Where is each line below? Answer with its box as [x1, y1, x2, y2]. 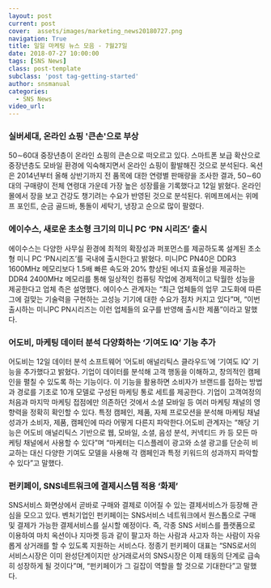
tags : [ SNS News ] [8, 58, 67, 66]
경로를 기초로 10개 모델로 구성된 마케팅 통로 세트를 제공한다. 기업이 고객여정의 [16, 387, 261, 397]
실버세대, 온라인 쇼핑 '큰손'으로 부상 [8, 131, 139, 142]
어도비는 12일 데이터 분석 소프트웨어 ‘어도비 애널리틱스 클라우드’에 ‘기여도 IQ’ [8, 357, 251, 367]
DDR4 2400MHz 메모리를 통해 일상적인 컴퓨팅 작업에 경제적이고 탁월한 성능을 [8, 273, 256, 284]
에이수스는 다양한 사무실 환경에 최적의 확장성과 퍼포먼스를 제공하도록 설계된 [8, 243, 247, 253]
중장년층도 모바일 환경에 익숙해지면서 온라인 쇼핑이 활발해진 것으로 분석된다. [8, 161, 248, 170]
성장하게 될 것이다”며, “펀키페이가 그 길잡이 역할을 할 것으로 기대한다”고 [16, 561, 243, 571]
